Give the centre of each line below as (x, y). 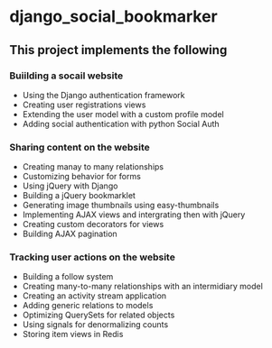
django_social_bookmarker (114, 17)
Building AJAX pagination (70, 234)
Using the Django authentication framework (103, 95)
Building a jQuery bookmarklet (79, 196)
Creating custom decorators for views (93, 224)
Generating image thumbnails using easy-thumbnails (121, 206)
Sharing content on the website (80, 147)
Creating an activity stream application (94, 296)
